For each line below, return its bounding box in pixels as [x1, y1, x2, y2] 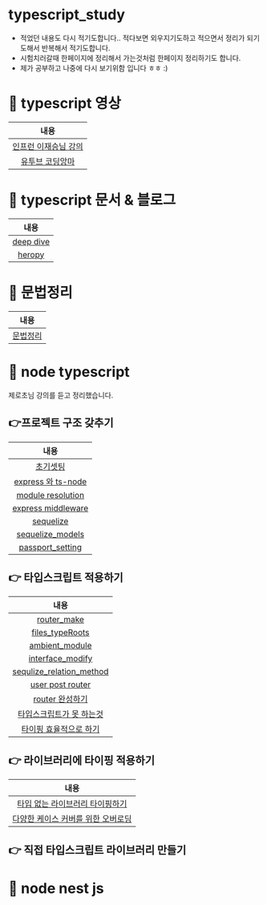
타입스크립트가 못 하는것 [17, 709, 104, 720]
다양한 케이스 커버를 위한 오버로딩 [12, 814, 132, 825]
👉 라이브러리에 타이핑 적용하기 [8, 753, 155, 767]
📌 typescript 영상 [8, 95, 122, 113]
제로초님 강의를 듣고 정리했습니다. [8, 390, 114, 400]
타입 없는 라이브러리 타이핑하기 [17, 798, 127, 810]
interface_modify [28, 653, 93, 665]
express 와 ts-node [14, 475, 87, 487]
